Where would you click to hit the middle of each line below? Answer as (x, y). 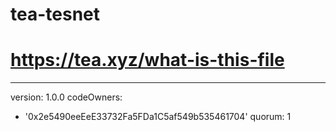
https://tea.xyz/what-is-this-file (147, 60)
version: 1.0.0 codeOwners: (66, 97)
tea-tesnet (55, 14)
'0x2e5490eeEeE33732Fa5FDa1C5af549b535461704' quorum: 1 (158, 117)
